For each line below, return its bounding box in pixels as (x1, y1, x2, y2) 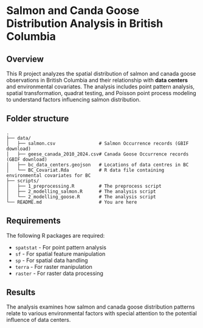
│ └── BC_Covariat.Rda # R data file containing (6, 167, 165, 173)
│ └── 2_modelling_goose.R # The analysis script (6, 193, 156, 200)
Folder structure (6, 113, 69, 124)
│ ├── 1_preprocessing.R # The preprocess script (6, 183, 162, 189)
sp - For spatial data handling (15, 257, 88, 264)
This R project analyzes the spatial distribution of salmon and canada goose (6, 70, 196, 77)
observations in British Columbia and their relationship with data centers (6, 77, 188, 84)
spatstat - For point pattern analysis (15, 243, 106, 251)
